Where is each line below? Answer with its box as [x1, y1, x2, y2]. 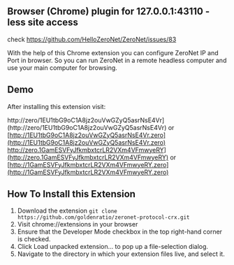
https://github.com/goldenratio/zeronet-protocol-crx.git [17, 214, 190, 221]
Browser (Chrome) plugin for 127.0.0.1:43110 [7, 6, 204, 17]
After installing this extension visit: [7, 102, 106, 110]
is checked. [17, 235, 51, 243]
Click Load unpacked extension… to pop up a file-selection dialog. [17, 243, 208, 251]
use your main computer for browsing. [7, 63, 117, 72]
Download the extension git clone [17, 206, 117, 215]
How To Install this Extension [7, 188, 136, 200]
